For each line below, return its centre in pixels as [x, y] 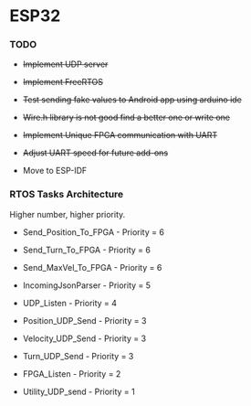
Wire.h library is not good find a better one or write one [126, 118]
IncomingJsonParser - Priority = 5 [87, 285]
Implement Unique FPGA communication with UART [120, 135]
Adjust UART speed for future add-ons [95, 153]
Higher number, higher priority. [68, 214]
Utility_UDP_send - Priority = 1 [78, 391]
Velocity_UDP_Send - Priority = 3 [84, 338]
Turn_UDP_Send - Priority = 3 [78, 356]
